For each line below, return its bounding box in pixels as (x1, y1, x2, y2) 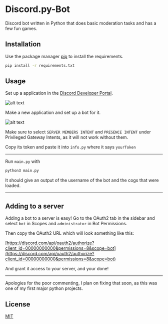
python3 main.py (5, 168, 39, 174)
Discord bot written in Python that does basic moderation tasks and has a (5, 20, 156, 26)
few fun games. (5, 25, 37, 31)
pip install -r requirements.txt (5, 63, 75, 68)
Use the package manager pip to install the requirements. (5, 53, 123, 59)
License (5, 300, 30, 308)
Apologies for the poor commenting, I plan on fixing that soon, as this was (5, 280, 157, 286)
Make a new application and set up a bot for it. (5, 109, 101, 116)
